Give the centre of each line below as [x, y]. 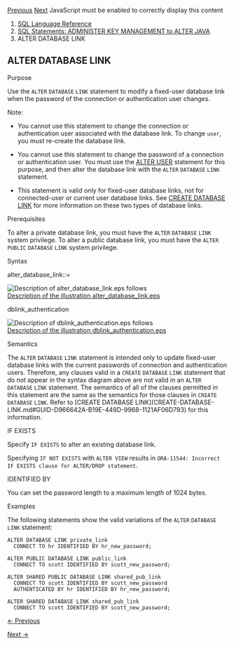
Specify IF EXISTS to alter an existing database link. [82, 444]
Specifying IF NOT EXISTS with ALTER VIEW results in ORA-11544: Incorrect [114, 458]
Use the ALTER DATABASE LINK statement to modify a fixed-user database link [116, 91]
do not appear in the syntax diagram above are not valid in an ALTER [104, 380]
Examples [21, 506]
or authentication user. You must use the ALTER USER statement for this [121, 161]
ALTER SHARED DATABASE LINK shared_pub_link [73, 601]
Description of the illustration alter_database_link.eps [84, 295]
